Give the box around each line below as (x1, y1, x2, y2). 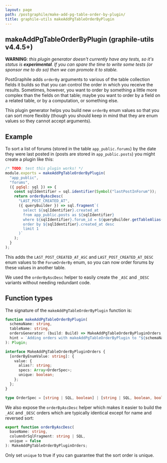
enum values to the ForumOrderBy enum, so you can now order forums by (5, 259, 154, 265)
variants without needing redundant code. (5, 279, 91, 285)
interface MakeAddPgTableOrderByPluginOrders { (5, 349, 106, 354)
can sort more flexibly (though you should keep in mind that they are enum (5, 113, 158, 119)
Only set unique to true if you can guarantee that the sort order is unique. (5, 452, 155, 458)
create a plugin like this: (5, 156, 54, 162)
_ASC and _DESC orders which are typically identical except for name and (5, 410, 152, 416)
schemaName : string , (9, 322, 52, 327)
